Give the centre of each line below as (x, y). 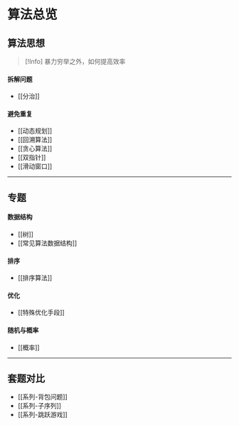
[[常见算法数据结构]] (47, 243)
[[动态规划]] (35, 131)
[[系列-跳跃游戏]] (42, 415)
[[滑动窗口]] (35, 166)
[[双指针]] (32, 158)
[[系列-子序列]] (39, 406)
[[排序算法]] (35, 278)
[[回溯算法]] (35, 140)
